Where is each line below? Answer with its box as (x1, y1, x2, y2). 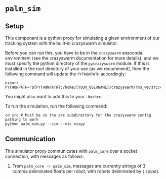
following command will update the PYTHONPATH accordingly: (5, 71, 126, 77)
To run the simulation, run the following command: (5, 103, 108, 109)
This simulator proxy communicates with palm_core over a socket (5, 148, 137, 154)
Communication (5, 135, 56, 143)
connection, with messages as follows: (5, 153, 84, 159)
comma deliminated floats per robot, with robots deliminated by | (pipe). (12, 168, 160, 174)
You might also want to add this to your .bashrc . (5, 94, 103, 99)
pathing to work (5, 117, 39, 122)
